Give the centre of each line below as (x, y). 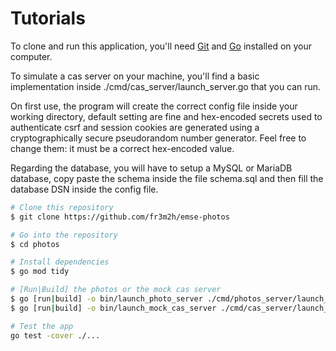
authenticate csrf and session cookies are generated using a (135, 127)
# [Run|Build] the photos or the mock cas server (116, 290)
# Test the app (42, 326)
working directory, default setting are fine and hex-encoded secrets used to (166, 116)
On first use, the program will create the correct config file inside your (154, 106)
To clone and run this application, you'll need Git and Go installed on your (161, 46)
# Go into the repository (64, 235)
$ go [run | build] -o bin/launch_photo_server (106, 299)
